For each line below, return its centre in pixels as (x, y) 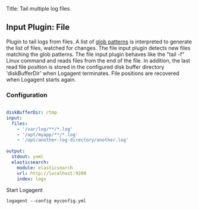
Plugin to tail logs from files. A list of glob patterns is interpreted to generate (99, 42)
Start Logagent (24, 190)
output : (16, 151)
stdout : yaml (28, 157)
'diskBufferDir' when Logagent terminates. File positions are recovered (93, 73)
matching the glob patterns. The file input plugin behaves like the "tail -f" (95, 54)
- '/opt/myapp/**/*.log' (48, 134)
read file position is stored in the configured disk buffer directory (85, 67)
